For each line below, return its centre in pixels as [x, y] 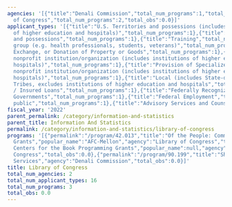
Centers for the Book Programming [63, 148]
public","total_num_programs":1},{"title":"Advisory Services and [111, 103]
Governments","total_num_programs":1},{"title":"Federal [97, 97]
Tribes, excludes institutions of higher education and [95, 84]
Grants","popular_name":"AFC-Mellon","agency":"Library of [100, 142]
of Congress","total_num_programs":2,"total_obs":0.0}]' [97, 20]
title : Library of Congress [48, 167]
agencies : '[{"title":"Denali [51, 13]
